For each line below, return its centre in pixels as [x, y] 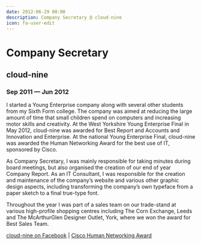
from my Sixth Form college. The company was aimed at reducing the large [99, 111]
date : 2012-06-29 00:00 [36, 12]
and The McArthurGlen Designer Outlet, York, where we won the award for [98, 217]
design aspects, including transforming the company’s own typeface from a [100, 187]
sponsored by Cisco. [32, 150]
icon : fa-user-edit [31, 23]
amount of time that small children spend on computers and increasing [94, 118]
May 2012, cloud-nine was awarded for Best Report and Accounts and [93, 130]
